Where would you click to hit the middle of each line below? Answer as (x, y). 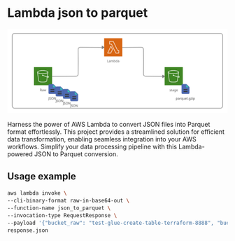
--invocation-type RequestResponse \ (62, 215)
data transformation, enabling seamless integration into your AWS (102, 139)
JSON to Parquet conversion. (76, 154)
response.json (28, 230)
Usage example (42, 176)
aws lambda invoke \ (37, 193)
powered (20, 154)
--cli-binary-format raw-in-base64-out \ (69, 201)
